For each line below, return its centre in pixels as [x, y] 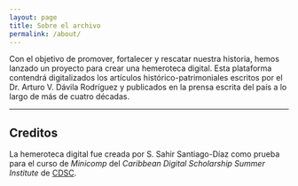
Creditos [34, 132]
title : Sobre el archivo [55, 26]
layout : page [33, 17]
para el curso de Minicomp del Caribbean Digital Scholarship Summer [137, 164]
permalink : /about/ [45, 34]
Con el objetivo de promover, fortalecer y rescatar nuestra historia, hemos [144, 59]
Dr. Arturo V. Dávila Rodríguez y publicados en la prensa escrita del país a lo [148, 87]
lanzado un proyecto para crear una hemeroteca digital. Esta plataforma [141, 68]
